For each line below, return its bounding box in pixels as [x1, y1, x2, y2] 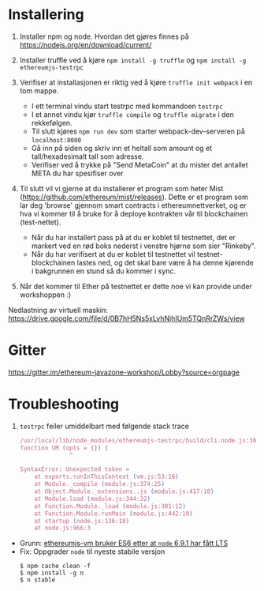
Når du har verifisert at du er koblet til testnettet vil [31, 249, 195, 258]
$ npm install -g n [19, 569, 84, 578]
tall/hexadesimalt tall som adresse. [31, 152, 144, 161]
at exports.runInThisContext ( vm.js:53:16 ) [34, 472, 179, 481]
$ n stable [19, 576, 56, 584]
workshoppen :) [19, 290, 72, 299]
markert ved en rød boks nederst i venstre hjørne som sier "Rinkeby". [31, 241, 256, 250]
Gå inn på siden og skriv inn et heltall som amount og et [31, 143, 213, 152]
